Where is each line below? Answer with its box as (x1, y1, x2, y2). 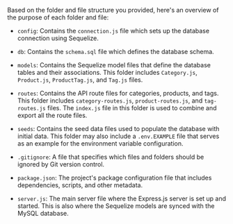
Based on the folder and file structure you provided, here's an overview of (7, 6, 219, 14)
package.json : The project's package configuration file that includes (17, 173, 212, 182)
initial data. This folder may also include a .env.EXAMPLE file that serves (17, 132, 220, 140)
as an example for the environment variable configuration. (17, 139, 184, 148)
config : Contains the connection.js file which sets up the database (17, 27, 210, 35)
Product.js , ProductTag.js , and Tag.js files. (17, 76, 143, 84)
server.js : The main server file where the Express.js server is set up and (17, 194, 227, 203)
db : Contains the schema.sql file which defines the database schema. (17, 48, 214, 55)
